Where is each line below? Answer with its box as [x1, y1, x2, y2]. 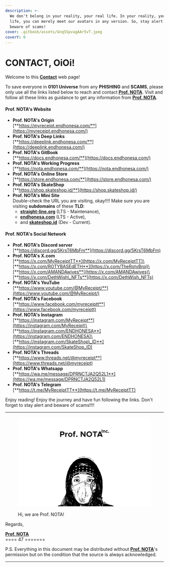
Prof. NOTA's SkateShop [12, 182, 64, 188]
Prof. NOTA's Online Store [12, 171, 68, 177]
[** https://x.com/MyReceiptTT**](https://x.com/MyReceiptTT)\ [12, 258, 145, 264]
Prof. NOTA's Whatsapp [12, 365, 63, 371]
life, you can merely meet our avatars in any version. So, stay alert [10, 19, 163, 24]
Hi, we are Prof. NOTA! [18, 511, 64, 517]
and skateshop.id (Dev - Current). [20, 219, 92, 225]
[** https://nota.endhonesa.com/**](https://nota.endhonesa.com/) [12, 166, 149, 172]
